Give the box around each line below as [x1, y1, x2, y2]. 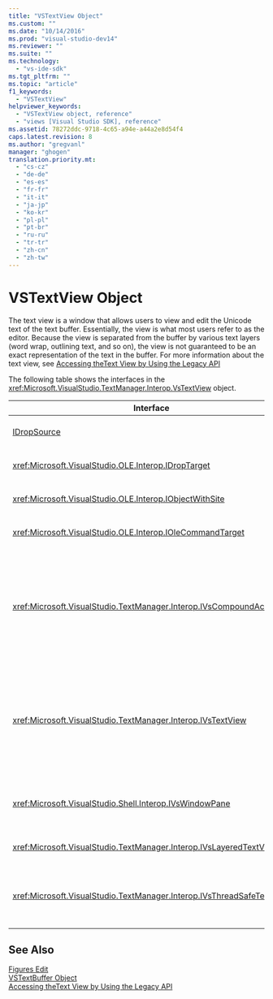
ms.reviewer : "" [8, 42, 63, 50]
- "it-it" [15, 192, 49, 201]
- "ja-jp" [15, 201, 49, 209]
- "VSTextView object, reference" [15, 110, 132, 119]
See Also [8, 943, 54, 957]
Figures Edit [8, 964, 49, 975]
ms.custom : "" [8, 19, 57, 28]
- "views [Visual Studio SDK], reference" [15, 118, 162, 126]
